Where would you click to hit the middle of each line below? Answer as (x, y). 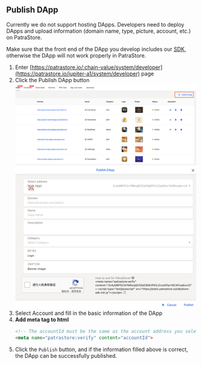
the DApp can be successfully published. (66, 356)
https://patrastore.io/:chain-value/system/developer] (97, 67)
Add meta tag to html (42, 320)
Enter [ (23, 67)
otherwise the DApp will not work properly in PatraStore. (76, 55)
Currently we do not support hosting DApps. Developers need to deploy (95, 24)
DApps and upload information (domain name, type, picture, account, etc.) (99, 31)
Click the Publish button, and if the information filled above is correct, (101, 349)
